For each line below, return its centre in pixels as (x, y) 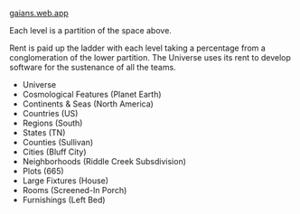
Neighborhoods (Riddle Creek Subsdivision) (104, 161)
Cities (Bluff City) (55, 152)
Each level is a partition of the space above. (90, 30)
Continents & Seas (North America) (88, 104)
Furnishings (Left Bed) (64, 200)
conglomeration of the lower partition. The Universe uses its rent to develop (150, 57)
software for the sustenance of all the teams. (93, 67)
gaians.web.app (39, 13)
